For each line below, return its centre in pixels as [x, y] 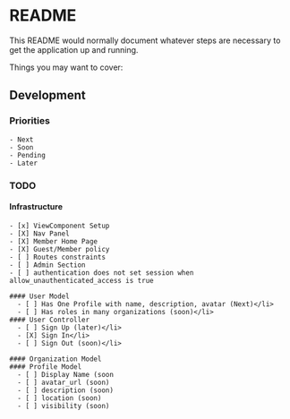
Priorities [30, 121]
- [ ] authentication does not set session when [102, 273]
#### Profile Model [46, 367]
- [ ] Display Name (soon [66, 374]
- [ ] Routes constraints [57, 257]
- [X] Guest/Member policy [60, 249]
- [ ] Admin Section [48, 265]
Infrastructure [36, 207]
